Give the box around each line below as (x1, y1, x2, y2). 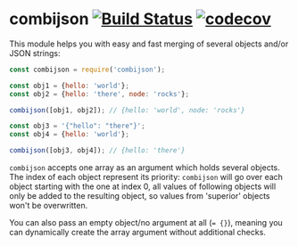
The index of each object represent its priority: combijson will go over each (9, 172, 284, 183)
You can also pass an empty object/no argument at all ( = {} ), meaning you (9, 217, 283, 228)
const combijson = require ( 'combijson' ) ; (9, 65, 166, 74)
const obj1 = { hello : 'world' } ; (9, 81, 129, 90)
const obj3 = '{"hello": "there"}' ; (9, 121, 145, 131)
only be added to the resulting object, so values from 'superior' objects (9, 191, 270, 201)
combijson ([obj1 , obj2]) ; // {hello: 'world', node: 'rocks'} (9, 105, 245, 115)
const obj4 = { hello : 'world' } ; (9, 130, 129, 139)
